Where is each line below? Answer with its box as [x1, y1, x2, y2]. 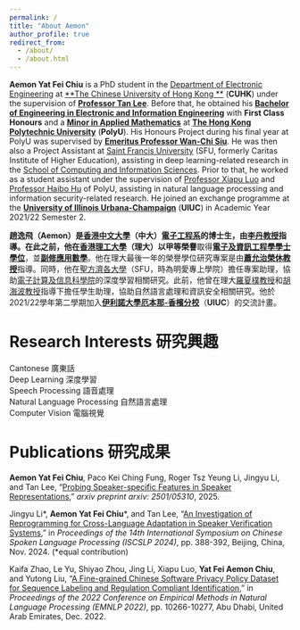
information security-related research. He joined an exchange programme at [9, 193, 290, 203]
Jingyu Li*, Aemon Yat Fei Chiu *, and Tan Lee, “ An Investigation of [9, 508, 253, 518]
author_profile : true [9, 29, 90, 38]
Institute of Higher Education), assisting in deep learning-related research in [9, 155, 288, 165]
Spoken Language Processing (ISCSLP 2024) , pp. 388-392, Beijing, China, [9, 536, 286, 547]
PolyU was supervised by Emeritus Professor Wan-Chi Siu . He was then [9, 136, 279, 146]
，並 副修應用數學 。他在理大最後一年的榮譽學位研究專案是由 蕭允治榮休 [25, 253, 283, 263]
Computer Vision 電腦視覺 [9, 407, 104, 418]
